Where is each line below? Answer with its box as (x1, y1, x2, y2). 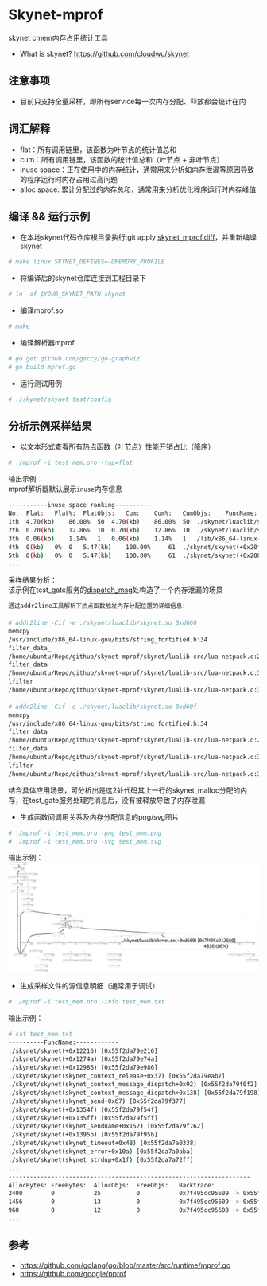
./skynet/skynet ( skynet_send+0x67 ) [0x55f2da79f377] (8, 1097, 187, 1105)
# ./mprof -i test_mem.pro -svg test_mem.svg (8, 837, 161, 845)
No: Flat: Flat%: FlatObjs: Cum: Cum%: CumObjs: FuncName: (8, 509, 258, 518)
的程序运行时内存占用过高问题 (19, 174, 118, 184)
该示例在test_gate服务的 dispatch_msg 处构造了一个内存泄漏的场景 (8, 585, 223, 594)
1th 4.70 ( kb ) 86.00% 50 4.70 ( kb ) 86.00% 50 (8, 518, 191, 526)
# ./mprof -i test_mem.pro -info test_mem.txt (8, 997, 165, 1006)
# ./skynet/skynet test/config (8, 396, 112, 403)
